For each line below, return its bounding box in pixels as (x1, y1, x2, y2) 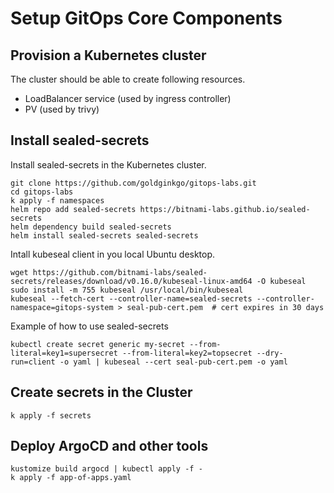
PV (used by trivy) (24, 103, 100, 115)
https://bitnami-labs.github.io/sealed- (139, 204, 311, 214)
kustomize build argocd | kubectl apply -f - (10, 464, 203, 474)
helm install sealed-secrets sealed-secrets (10, 230, 199, 241)
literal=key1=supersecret (10, 348, 118, 358)
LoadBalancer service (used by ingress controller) (24, 93, 232, 104)
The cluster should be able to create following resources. (10, 73, 246, 85)
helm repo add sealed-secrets (10, 204, 137, 214)
